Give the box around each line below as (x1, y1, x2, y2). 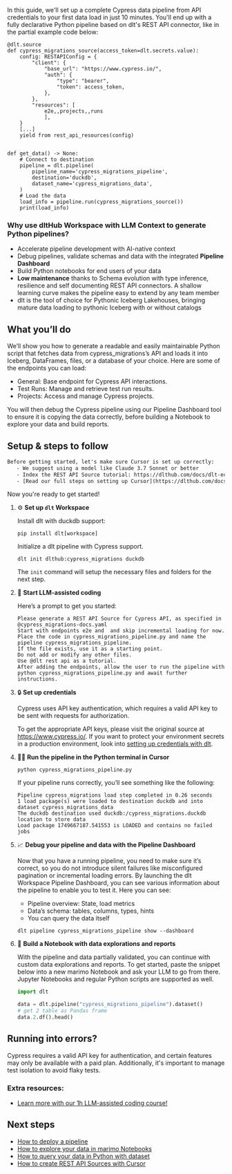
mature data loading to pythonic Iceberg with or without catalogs (17, 303, 202, 312)
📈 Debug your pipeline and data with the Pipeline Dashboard (17, 841, 195, 849)
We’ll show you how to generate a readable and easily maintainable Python (7, 342, 220, 350)
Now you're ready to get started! (7, 490, 100, 498)
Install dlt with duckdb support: (17, 517, 106, 525)
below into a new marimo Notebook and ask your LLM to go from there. (17, 967, 221, 976)
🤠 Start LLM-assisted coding (17, 589, 101, 597)
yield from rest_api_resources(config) (19, 132, 135, 139)
